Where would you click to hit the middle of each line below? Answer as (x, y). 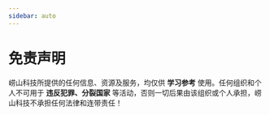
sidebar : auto (33, 16)
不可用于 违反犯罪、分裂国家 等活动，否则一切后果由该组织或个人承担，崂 (138, 92)
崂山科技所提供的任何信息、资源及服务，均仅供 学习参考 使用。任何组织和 (131, 83)
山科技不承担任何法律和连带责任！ (65, 103)
